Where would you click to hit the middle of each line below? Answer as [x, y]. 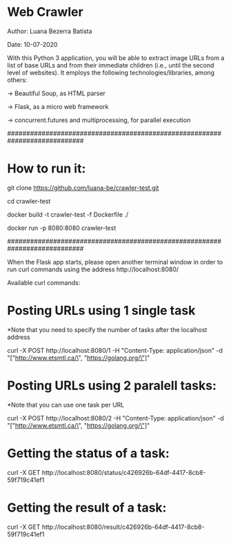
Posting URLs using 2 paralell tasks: [112, 386]
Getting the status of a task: [89, 453]
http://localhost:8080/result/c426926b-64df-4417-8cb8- [123, 527]
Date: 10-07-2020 [32, 44]
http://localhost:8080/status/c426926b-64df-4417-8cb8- [124, 472]
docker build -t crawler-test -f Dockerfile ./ [68, 214]
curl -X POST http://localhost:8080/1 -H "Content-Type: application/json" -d [115, 350]
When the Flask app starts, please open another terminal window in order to [115, 262]
